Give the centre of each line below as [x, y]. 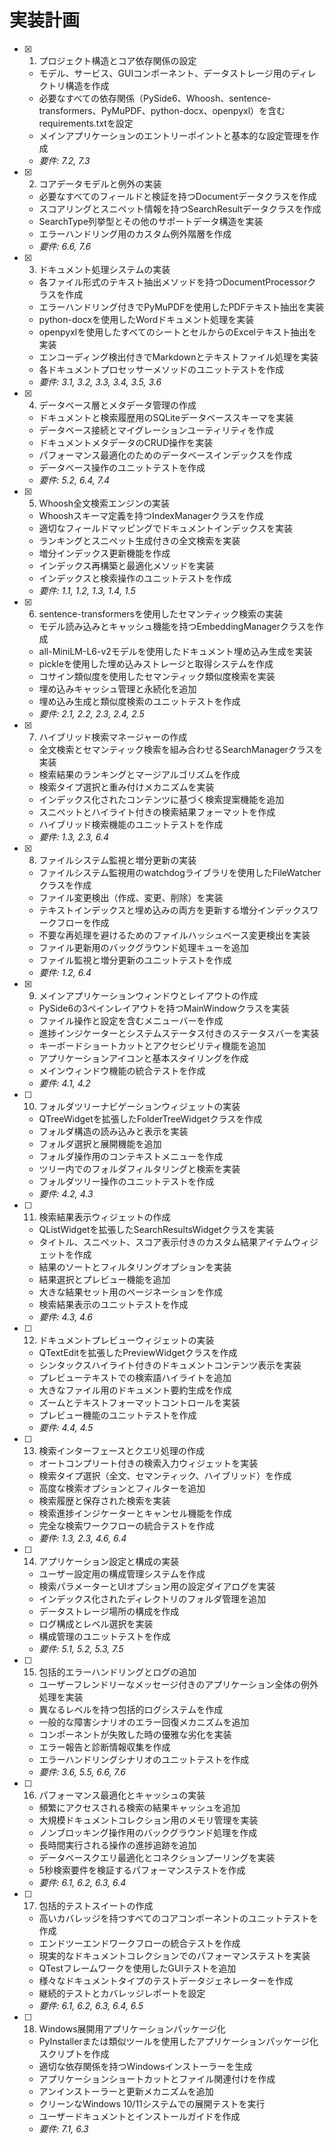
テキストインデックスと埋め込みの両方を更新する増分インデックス [174, 910]
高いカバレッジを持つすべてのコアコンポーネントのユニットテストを [178, 1918]
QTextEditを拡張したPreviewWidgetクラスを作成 [138, 1352]
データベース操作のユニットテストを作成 [122, 467]
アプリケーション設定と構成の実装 [109, 1561]
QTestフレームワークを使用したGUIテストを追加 [137, 1968]
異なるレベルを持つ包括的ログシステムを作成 [131, 1709]
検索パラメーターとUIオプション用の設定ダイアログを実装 [157, 1586]
